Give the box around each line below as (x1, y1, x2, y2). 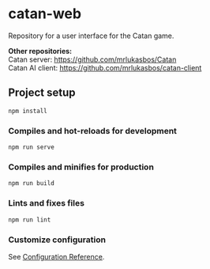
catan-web (8, 5, 81, 23)
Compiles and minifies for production (8, 161, 154, 172)
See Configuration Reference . (8, 252, 105, 261)
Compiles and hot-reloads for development (8, 125, 178, 136)
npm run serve (8, 143, 55, 151)
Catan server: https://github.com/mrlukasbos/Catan (8, 55, 177, 64)
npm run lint (8, 215, 51, 224)
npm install (8, 107, 47, 115)
